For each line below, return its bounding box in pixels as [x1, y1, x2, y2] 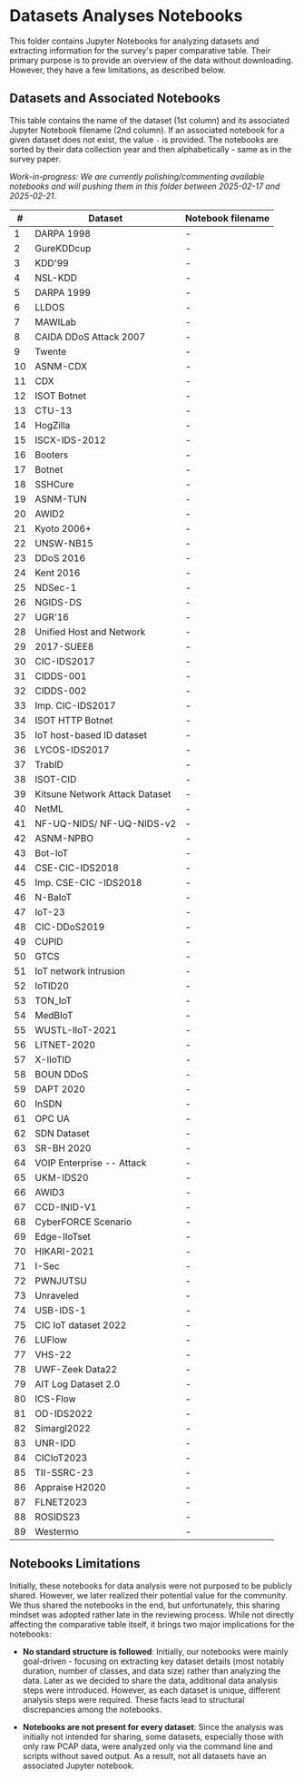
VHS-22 [34, 1348, 73, 1361]
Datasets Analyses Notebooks [9, 5, 243, 26]
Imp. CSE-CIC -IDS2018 [34, 876, 142, 889]
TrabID [34, 758, 64, 771]
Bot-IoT [34, 846, 69, 859]
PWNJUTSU [34, 1274, 88, 1287]
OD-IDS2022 [34, 1407, 93, 1420]
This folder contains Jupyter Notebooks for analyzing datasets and [9, 35, 260, 46]
